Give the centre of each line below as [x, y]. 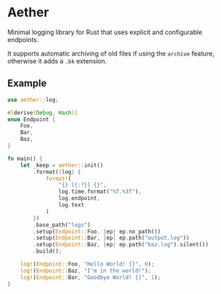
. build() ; [47, 251]
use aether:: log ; [33, 100]
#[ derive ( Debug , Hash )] [43, 112]
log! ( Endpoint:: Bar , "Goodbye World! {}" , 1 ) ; [91, 277]
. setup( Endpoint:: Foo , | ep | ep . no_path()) [97, 231]
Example [27, 84]
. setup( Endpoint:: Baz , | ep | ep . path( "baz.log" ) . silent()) [121, 245]
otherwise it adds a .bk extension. [57, 61]
